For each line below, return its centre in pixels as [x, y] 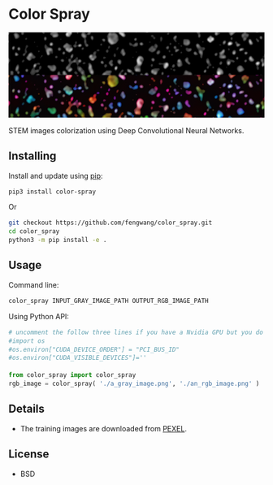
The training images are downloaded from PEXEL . [103, 428]
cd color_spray [34, 232]
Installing [32, 156]
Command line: [34, 284]
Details [26, 409]
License [29, 455]
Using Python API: [39, 316]
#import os [27, 341]
